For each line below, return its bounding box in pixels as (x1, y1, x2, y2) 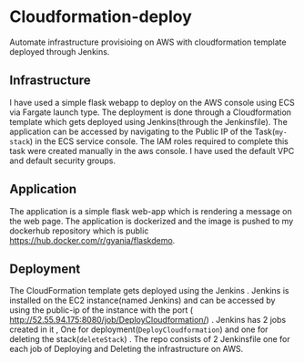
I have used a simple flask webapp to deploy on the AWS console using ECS (9, 97, 295, 108)
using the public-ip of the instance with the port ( (9, 305, 194, 316)
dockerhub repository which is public (9, 225, 149, 236)
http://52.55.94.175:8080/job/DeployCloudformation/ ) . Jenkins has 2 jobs (9, 315, 287, 326)
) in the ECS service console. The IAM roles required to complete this (29, 135, 289, 147)
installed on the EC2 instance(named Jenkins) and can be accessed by (9, 295, 276, 306)
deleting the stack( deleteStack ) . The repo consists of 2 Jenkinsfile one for (9, 334, 291, 345)
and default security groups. (9, 155, 117, 166)
